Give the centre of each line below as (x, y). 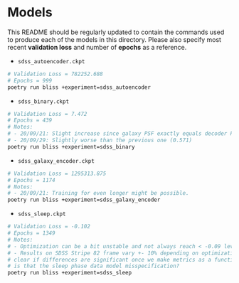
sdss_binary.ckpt (43, 101)
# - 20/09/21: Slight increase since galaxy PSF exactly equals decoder (117, 134)
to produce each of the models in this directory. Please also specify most (115, 39)
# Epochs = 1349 (31, 233)
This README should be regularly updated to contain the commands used (116, 32)
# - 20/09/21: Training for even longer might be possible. (99, 193)
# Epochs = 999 (30, 80)
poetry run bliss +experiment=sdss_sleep (70, 273)
